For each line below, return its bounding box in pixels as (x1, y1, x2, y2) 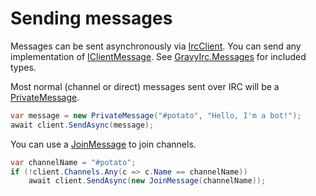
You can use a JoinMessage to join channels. (10, 138, 197, 150)
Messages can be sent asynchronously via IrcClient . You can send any (10, 40, 302, 52)
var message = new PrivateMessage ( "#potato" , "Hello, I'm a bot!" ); (10, 110, 302, 121)
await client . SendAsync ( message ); (10, 120, 155, 130)
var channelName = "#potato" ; (10, 157, 137, 167)
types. (10, 61, 37, 73)
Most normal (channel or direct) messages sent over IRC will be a (10, 80, 280, 92)
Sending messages (10, 7, 173, 30)
